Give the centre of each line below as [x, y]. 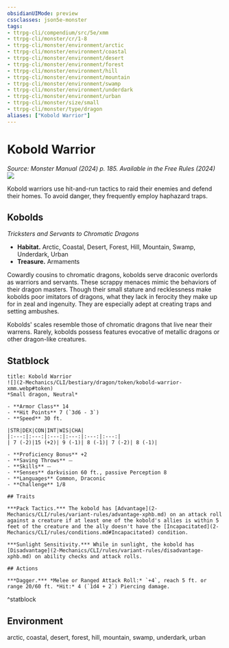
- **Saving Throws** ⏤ [40, 461]
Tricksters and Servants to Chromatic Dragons [73, 234]
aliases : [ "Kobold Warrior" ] [49, 115]
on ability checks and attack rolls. [88, 557]
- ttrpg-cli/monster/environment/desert [66, 58]
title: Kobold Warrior [39, 377]
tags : [15, 26]
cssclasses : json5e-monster [47, 20]
